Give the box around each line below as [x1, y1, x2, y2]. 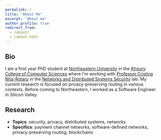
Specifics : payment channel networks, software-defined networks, [12, 124, 149, 130]
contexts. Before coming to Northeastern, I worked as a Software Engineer [5, 86, 156, 92]
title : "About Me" [5, 12, 43, 17]
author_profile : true [5, 21, 50, 26]
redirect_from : [5, 25, 36, 30]
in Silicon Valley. [5, 92, 38, 97]
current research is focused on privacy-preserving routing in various [5, 81, 144, 87]
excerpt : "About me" [5, 16, 48, 21]
